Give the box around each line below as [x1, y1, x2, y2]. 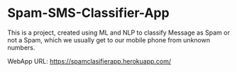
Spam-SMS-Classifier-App [7, 5, 170, 21]
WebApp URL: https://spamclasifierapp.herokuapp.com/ [7, 56, 172, 65]
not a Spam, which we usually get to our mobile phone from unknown [7, 35, 211, 44]
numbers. [7, 43, 35, 52]
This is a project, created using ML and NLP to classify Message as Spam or [7, 28, 231, 37]
